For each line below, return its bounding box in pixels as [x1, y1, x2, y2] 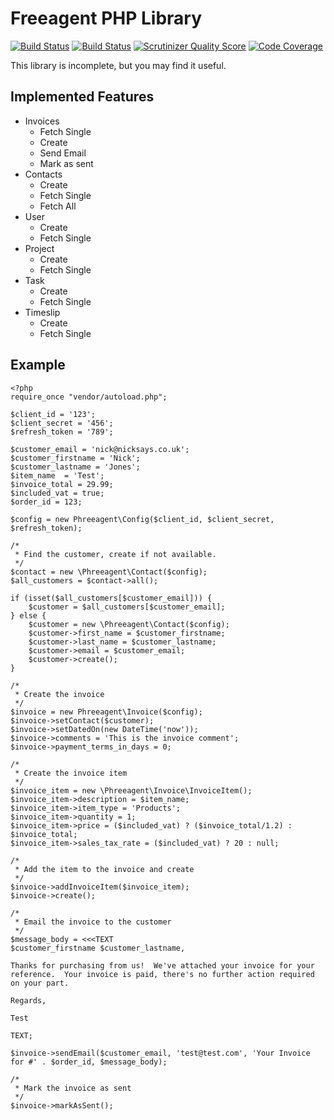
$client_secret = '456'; [10, 418, 114, 428]
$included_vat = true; [10, 488, 105, 498]
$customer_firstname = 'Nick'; [10, 453, 141, 463]
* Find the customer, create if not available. [14, 549, 217, 559]
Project [24, 242, 55, 254]
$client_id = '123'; [10, 409, 97, 419]
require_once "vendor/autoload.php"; [10, 392, 168, 402]
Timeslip [24, 306, 61, 318]
